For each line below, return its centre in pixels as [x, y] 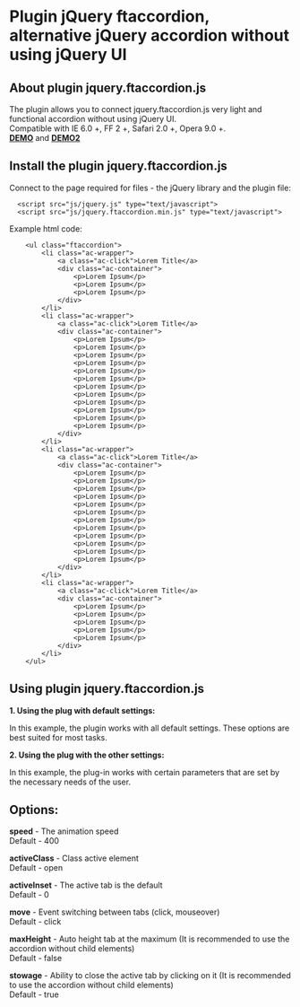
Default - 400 [34, 841]
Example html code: [46, 228]
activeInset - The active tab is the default [86, 885]
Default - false [36, 959]
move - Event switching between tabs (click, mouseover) [115, 912]
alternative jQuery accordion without [149, 35]
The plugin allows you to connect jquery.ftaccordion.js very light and [136, 109]
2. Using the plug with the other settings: [87, 755]
